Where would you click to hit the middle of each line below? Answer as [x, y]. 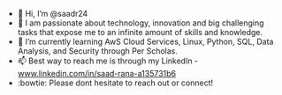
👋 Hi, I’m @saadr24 [53, 14]
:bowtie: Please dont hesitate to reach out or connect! [115, 83]
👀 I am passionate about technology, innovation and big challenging [141, 23]
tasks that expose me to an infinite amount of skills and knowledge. [140, 32]
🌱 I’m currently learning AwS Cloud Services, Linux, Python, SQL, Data [145, 41]
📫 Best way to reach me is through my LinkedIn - [108, 61]
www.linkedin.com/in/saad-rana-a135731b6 [97, 73]
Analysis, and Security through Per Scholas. [98, 51]
